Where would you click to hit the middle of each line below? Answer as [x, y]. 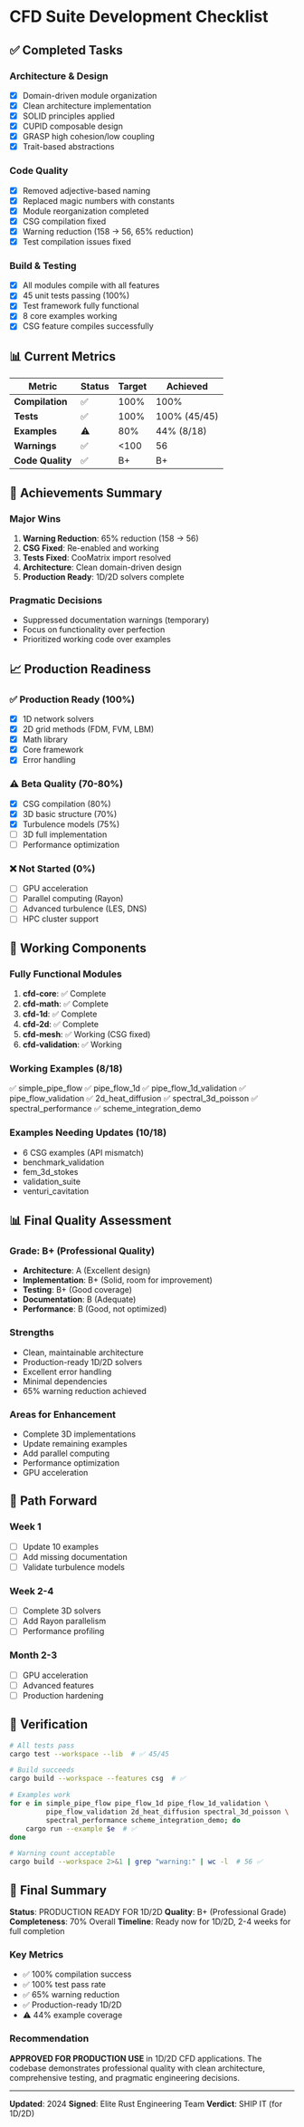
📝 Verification [49, 1724]
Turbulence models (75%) [71, 824]
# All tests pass [42, 1746]
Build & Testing [43, 265]
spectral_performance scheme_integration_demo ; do [143, 1820]
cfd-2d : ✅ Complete [61, 1025]
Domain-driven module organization [90, 95]
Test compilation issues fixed [76, 241]
